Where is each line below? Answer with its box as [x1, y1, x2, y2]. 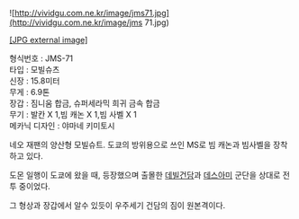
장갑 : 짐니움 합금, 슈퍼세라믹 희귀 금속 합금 [9, 98, 160, 109]
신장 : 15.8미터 [9, 75, 60, 86]
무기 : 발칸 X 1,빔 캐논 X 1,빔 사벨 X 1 [9, 109, 138, 119]
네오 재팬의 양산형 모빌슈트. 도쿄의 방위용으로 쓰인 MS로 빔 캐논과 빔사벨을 [9, 139, 272, 150]
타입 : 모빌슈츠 [9, 65, 60, 74]
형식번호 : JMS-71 [9, 53, 74, 64]
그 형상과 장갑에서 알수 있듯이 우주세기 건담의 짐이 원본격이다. [9, 200, 226, 210]
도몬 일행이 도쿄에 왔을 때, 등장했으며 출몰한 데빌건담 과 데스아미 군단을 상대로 [9, 170, 281, 180]
